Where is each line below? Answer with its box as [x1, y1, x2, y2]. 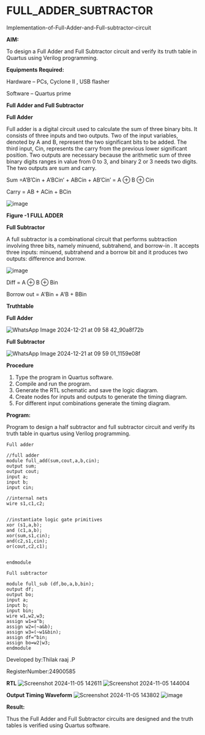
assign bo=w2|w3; [6, 640, 51, 646]
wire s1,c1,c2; [6, 500, 45, 507]
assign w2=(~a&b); [6, 624, 53, 630]
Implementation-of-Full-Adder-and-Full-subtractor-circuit [6, 24, 152, 31]
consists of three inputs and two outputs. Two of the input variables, [6, 132, 179, 139]
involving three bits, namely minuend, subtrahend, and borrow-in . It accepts [6, 242, 199, 249]
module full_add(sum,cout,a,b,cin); [6, 457, 100, 464]
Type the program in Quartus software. [15, 373, 114, 381]
